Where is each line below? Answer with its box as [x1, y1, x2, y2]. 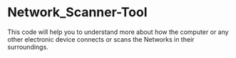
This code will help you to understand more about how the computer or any [7, 28, 230, 36]
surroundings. [7, 42, 48, 51]
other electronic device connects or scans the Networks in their [7, 35, 195, 43]
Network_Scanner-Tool [7, 4, 148, 21]
